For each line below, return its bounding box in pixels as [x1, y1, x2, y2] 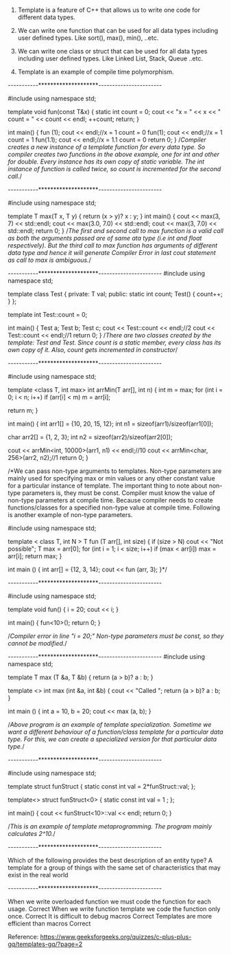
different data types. [17, 13, 76, 21]
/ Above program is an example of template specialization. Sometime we [8, 721, 212, 728]
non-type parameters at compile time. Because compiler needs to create [8, 496, 213, 504]
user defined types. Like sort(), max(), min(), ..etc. [17, 34, 159, 42]
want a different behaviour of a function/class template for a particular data [8, 728, 223, 736]
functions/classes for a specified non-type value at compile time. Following [8, 503, 221, 512]
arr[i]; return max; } [8, 552, 62, 560]
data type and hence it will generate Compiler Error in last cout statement [8, 249, 217, 256]
